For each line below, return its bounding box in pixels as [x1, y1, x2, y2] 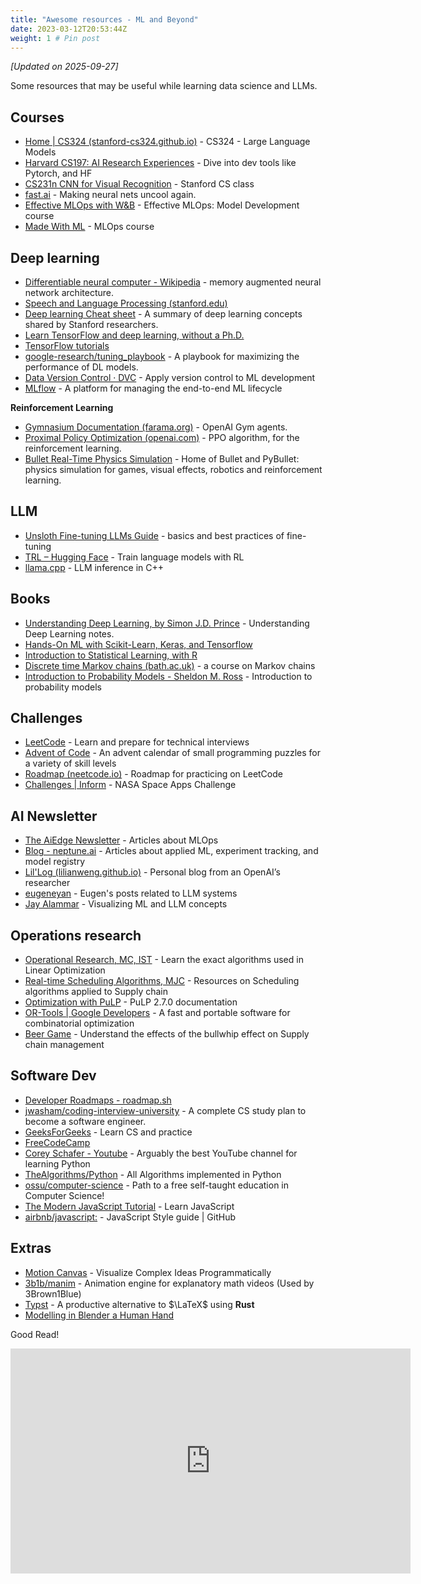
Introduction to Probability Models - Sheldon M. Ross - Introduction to [24, 670, 313, 682]
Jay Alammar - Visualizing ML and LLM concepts [24, 898, 228, 910]
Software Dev [10, 1067, 97, 1085]
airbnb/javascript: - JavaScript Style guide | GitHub [24, 1211, 237, 1223]
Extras [10, 1240, 52, 1257]
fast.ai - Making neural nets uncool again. [24, 189, 197, 201]
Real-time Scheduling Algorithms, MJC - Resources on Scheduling [24, 975, 300, 987]
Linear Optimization [24, 964, 106, 976]
